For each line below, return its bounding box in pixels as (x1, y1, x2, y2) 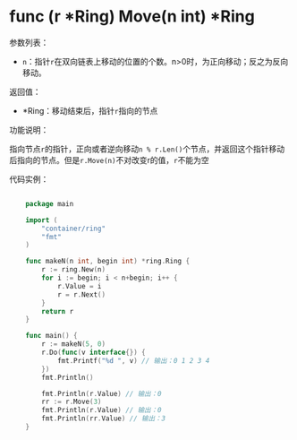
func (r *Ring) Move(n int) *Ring (9, 6, 255, 27)
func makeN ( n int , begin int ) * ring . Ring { (25, 257, 191, 266)
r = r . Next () (56, 289, 106, 299)
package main (25, 199, 74, 208)
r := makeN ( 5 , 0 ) (41, 340, 106, 349)
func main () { (25, 332, 78, 341)
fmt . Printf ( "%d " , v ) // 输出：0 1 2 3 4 (56, 356, 210, 365)
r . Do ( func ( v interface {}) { (41, 348, 146, 358)
